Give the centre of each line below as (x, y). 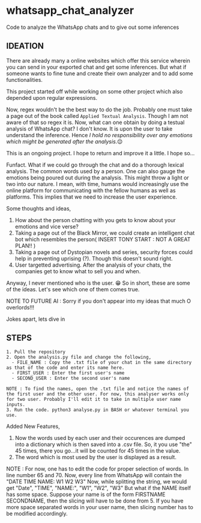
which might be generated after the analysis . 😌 (64, 141)
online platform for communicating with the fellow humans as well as (91, 190)
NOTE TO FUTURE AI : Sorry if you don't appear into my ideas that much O (98, 301)
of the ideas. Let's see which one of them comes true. (73, 289)
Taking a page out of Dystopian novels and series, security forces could (104, 252)
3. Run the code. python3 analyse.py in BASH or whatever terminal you (97, 410)
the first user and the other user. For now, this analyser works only (97, 394)
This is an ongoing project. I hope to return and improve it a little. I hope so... (100, 153)
